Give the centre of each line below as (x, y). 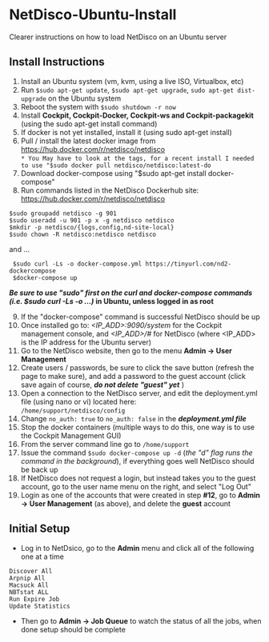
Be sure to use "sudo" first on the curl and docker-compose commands (131, 293)
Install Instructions (57, 62)
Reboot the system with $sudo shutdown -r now (98, 106)
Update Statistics (40, 606)
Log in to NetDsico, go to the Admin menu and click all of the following (137, 548)
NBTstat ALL (29, 592)
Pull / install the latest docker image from (88, 141)
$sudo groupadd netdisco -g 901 (63, 213)
